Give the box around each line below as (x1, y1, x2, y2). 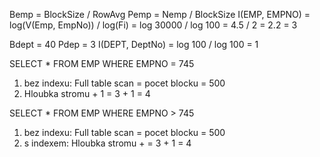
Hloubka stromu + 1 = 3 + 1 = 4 (23, 88, 151, 99)
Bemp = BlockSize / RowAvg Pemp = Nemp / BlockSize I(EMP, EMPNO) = (9, 9, 311, 20)
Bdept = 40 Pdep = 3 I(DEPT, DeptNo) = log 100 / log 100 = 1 (9, 39, 259, 50)
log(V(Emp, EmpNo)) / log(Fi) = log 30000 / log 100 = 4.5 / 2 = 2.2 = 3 (9, 19, 298, 31)
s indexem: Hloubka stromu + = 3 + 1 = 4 (23, 137, 192, 149)
